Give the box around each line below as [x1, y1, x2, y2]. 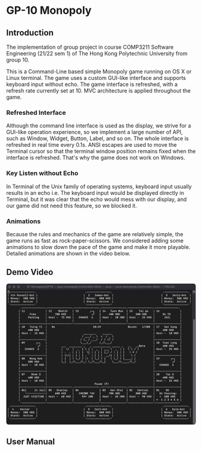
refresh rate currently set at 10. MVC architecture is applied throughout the [6, 87, 191, 94]
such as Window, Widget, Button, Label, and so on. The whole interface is [6, 135, 189, 142]
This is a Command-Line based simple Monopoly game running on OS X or [6, 68, 192, 75]
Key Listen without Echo [6, 169, 79, 177]
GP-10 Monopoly [6, 4, 92, 17]
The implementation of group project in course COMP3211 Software [6, 43, 174, 51]
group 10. [6, 57, 30, 63]
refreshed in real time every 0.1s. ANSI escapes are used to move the [6, 141, 177, 149]
